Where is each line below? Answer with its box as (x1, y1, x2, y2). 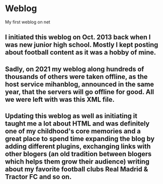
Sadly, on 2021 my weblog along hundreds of (5, 65, 145, 73)
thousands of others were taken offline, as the (5, 73, 148, 81)
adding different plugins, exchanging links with (5, 142, 151, 151)
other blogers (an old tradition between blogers (5, 150, 152, 158)
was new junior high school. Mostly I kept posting (5, 41, 158, 49)
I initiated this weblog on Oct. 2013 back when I (5, 33, 151, 41)
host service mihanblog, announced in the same (5, 80, 154, 88)
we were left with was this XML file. (5, 95, 115, 104)
